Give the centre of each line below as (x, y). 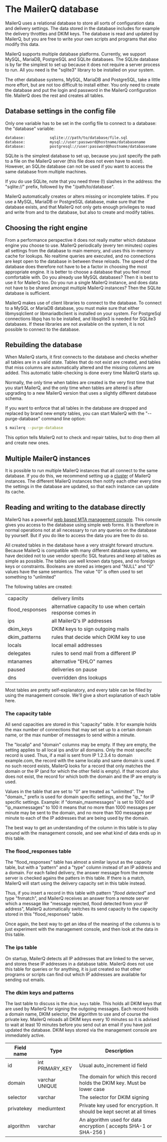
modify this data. (22, 44)
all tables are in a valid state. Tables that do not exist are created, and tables (83, 362)
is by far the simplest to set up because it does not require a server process (83, 64)
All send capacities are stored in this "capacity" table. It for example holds (81, 724)
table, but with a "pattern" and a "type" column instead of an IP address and (83, 867)
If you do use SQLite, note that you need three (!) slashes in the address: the (83, 181)
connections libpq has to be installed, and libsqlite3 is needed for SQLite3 (81, 319)
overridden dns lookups (79, 677)
